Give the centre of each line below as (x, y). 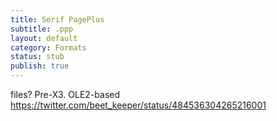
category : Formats (48, 47)
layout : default (44, 38)
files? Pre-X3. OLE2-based (65, 94)
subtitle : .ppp (42, 29)
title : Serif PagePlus (57, 19)
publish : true (40, 66)
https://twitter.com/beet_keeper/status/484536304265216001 (138, 105)
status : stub (37, 57)
